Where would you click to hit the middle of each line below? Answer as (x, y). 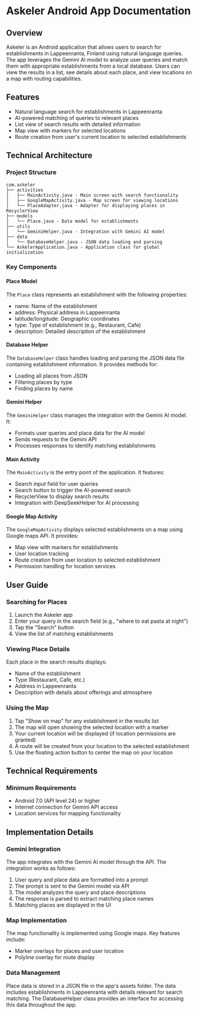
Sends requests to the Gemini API (56, 439)
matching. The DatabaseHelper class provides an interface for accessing (95, 998)
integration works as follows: (41, 869)
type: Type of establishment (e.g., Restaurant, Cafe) (78, 325)
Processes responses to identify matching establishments (85, 446)
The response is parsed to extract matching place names (84, 899)
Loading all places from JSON (51, 376)
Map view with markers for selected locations (70, 130)
